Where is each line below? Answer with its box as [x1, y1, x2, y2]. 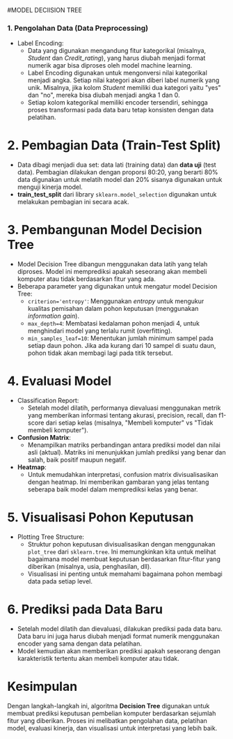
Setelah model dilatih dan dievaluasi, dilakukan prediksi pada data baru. [17, 624, 223, 633]
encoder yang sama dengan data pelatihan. [17, 639, 143, 648]
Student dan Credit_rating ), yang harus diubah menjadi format [27, 54, 206, 62]
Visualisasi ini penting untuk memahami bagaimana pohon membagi [27, 570, 223, 578]
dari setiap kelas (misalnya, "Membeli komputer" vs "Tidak [45, 418, 214, 427]
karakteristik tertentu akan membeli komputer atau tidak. [17, 654, 179, 662]
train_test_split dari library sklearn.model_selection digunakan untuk [17, 190, 217, 199]
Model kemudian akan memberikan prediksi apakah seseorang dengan [17, 646, 221, 655]
